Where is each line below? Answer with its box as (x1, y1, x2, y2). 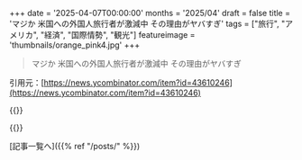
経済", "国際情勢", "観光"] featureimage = (43, 30, 196, 40)
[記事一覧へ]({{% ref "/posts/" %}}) (9, 141, 141, 151)
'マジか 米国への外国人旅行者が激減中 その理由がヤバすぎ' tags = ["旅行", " (9, 18, 286, 29)
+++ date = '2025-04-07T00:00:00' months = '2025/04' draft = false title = (9, 8, 291, 18)
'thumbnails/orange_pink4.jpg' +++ (9, 40, 141, 50)
